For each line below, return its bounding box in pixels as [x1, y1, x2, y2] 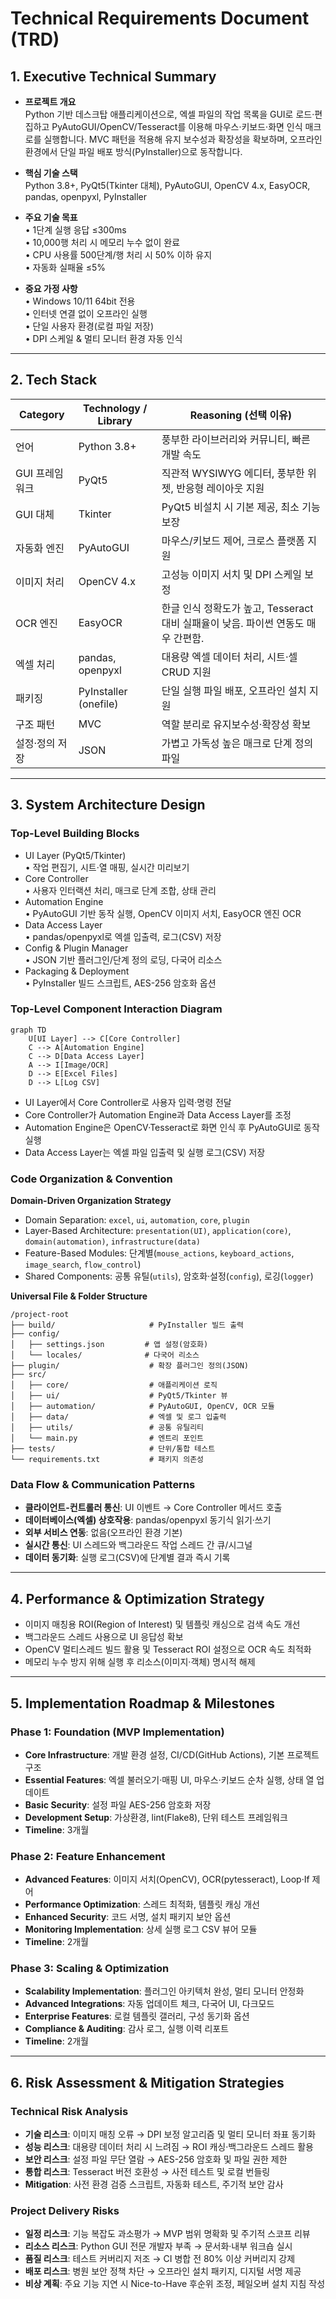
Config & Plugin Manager [24, 942, 129, 954]
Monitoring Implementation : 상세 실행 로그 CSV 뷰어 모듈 [24, 1923, 258, 1936]
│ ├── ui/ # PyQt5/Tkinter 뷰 [10, 1391, 228, 1401]
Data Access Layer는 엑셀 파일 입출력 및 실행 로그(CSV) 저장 [24, 1146, 266, 1158]
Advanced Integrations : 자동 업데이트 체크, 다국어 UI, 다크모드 [24, 1998, 275, 2010]
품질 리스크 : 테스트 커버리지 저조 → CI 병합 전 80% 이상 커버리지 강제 [24, 2253, 296, 2265]
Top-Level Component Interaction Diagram [10, 1002, 223, 1016]
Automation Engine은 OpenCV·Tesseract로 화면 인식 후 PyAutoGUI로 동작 [24, 1121, 320, 1133]
